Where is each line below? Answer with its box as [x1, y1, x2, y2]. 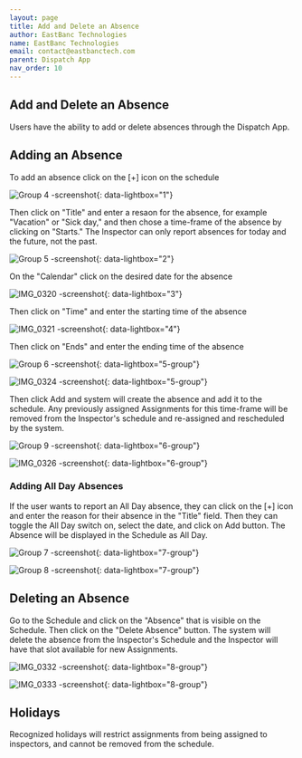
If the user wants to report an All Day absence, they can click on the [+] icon [9, 500, 294, 512]
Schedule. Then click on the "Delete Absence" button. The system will [9, 624, 271, 635]
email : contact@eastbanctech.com [9, 47, 136, 56]
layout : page [9, 13, 59, 23]
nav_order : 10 [9, 64, 63, 73]
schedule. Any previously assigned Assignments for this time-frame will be [9, 403, 288, 414]
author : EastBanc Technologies [9, 30, 127, 39]
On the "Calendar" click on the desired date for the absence [9, 271, 233, 282]
